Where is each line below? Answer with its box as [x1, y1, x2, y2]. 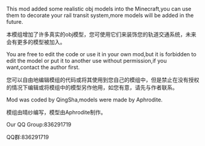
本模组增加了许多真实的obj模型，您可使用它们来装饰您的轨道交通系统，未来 [6, 31, 197, 38]
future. [6, 18, 23, 25]
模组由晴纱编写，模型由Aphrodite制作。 [6, 109, 106, 115]
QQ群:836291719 [6, 134, 49, 141]
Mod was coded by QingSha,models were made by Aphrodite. [6, 96, 163, 103]
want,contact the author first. [6, 64, 80, 71]
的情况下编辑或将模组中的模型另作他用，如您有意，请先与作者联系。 [6, 84, 178, 91]
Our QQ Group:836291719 [6, 121, 72, 128]
